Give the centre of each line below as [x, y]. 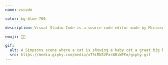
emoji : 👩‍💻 [15, 37]
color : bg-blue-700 [25, 19]
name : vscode [19, 10]
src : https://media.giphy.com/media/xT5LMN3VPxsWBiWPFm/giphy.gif [80, 55]
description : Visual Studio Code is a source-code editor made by [76, 28]
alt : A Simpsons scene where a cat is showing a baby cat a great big [85, 50]
